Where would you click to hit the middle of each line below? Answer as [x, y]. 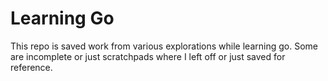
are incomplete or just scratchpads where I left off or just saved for [148, 56]
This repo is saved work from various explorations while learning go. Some [164, 46]
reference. [31, 67]
